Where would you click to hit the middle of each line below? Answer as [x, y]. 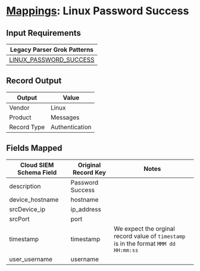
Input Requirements [44, 33]
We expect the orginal [145, 229]
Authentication [71, 127]
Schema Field [37, 172]
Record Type [27, 127]
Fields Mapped [34, 148]
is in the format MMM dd [145, 244]
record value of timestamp [150, 236]
